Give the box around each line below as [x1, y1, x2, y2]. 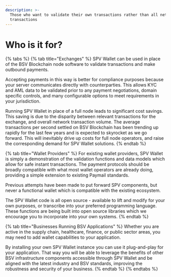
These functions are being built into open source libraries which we [5, 208, 147, 214]
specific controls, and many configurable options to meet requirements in [5, 93, 159, 99]
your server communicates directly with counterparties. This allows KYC [5, 82, 157, 88]
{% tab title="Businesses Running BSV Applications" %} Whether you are [5, 223, 159, 230]
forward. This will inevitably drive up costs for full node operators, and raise [5, 135, 164, 141]
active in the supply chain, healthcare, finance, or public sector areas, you [5, 229, 161, 235]
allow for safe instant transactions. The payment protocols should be [5, 161, 150, 167]
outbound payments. [5, 67, 49, 73]
